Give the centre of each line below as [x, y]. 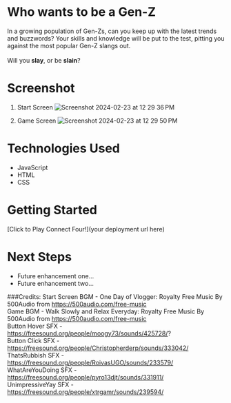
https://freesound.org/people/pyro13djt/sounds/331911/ [86, 377]
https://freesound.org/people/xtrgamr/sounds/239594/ [86, 392]
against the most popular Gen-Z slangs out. [69, 45]
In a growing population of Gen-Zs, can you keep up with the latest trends [112, 31]
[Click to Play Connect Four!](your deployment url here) [86, 229]
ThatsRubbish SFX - [36, 355]
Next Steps [40, 257]
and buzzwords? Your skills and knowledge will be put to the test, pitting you [116, 38]
